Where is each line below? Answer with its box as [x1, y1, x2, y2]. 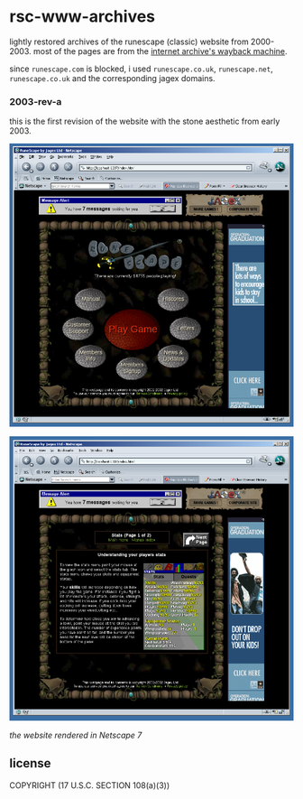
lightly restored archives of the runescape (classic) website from [9, 36, 250, 47]
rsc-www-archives [9, 6, 156, 27]
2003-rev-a [9, 95, 62, 107]
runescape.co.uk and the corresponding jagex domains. [9, 72, 216, 83]
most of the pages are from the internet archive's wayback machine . [32, 45, 288, 56]
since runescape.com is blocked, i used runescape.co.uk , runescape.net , [9, 63, 273, 74]
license [9, 756, 51, 771]
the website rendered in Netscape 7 [9, 729, 142, 741]
